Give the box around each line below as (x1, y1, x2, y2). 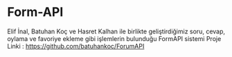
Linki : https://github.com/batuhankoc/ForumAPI (7, 42, 145, 50)
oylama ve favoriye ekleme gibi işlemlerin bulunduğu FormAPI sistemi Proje (7, 34, 222, 42)
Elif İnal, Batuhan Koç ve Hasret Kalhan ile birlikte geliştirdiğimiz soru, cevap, (7, 27, 226, 35)
